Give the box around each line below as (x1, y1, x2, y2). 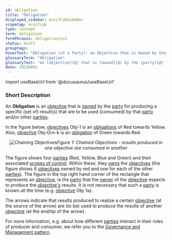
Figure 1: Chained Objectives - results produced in (57, 139, 163, 146)
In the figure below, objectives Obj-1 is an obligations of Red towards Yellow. (5, 124, 166, 130)
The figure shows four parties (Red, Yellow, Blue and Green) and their (5, 155, 152, 161)
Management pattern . (5, 229, 51, 235)
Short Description (5, 92, 51, 99)
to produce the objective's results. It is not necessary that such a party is (5, 182, 159, 188)
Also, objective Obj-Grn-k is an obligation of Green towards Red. (5, 129, 141, 136)
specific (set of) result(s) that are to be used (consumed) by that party (5, 109, 154, 115)
